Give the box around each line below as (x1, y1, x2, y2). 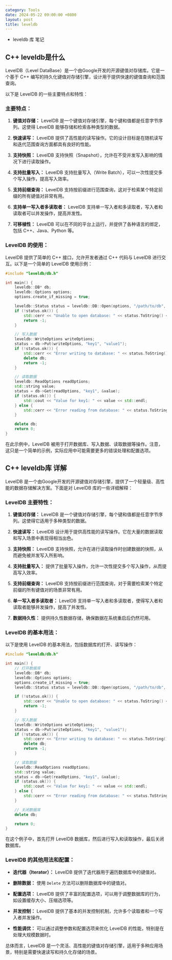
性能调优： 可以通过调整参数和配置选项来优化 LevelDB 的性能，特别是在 (12, 925, 164, 931)
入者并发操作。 (12, 914, 45, 921)
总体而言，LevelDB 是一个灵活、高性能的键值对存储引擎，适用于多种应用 (5, 942, 159, 949)
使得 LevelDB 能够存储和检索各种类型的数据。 (26, 124, 123, 130)
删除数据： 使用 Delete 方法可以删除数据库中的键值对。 (12, 880, 130, 886)
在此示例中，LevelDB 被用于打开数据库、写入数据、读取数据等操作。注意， (5, 441, 163, 447)
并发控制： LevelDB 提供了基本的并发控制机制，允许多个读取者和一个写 (12, 908, 163, 914)
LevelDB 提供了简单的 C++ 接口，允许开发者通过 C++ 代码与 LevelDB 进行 (5, 254, 162, 260)
